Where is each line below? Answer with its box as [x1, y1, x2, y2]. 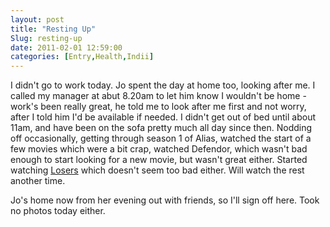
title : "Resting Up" [10, 24, 97, 34]
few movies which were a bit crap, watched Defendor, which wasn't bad [10, 143, 308, 155]
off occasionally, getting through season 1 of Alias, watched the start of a [10, 132, 312, 145]
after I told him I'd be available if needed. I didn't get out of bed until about [10, 111, 316, 123]
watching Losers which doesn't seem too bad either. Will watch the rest [10, 164, 305, 176]
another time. [10, 175, 66, 187]
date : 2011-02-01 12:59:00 [10, 42, 123, 53]
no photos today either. [10, 205, 106, 217]
